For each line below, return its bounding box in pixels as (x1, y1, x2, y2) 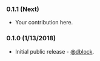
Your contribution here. (15, 19, 73, 26)
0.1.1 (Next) (6, 5, 39, 13)
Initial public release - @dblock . (15, 48, 95, 55)
